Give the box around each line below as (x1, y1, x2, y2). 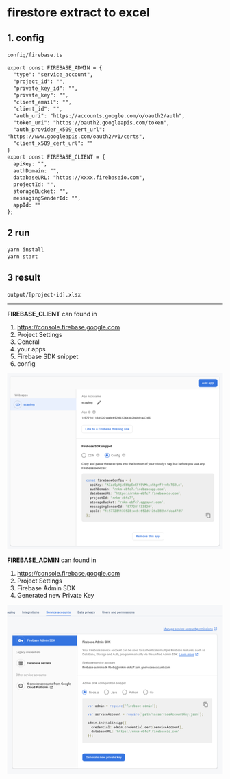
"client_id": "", (13, 106, 63, 113)
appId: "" (13, 202, 41, 209)
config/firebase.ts (7, 51, 63, 58)
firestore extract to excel (7, 5, 151, 21)
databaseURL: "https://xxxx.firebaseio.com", (13, 174, 146, 181)
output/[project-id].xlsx (7, 291, 81, 298)
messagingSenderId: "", (13, 195, 81, 202)
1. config (7, 32, 44, 44)
